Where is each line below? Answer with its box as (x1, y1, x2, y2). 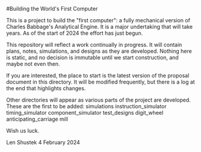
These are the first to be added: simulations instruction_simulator (6, 103, 167, 110)
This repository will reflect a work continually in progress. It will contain (6, 41, 182, 48)
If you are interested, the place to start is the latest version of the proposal (6, 72, 190, 79)
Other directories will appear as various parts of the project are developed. (6, 96, 191, 103)
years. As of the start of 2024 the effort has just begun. (6, 29, 143, 37)
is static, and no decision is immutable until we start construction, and (6, 54, 179, 61)
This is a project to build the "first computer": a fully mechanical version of (6, 17, 191, 23)
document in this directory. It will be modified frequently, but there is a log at (6, 78, 195, 85)
